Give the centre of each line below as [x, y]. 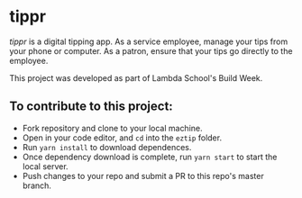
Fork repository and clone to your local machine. [112, 128]
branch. [37, 185]
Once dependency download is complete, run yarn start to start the [150, 157]
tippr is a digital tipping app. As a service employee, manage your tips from [149, 41]
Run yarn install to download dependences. [107, 147]
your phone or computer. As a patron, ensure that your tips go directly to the [151, 50]
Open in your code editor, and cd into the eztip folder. [122, 138]
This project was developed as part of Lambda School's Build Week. [136, 77]
